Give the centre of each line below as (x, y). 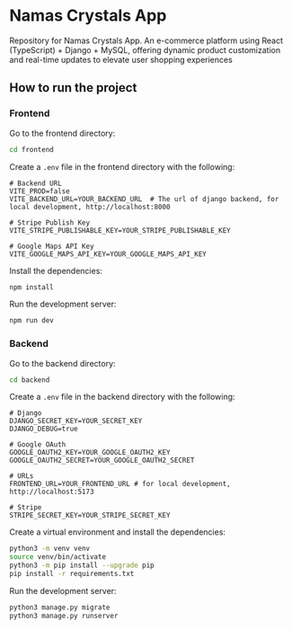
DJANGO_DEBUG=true (44, 429)
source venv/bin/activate (58, 557)
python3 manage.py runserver (64, 616)
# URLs (22, 476)
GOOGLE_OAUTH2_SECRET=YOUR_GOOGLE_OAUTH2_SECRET (102, 461)
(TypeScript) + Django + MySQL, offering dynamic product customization (145, 49)
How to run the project (73, 88)
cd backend (30, 380)
